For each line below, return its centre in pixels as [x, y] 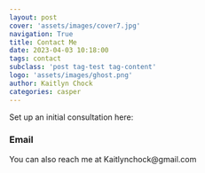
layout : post [33, 17]
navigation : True [41, 34]
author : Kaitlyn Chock [51, 83]
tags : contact [35, 59]
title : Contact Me [43, 42]
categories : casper [45, 91]
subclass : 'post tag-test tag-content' [83, 67]
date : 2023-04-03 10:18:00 [59, 51]
